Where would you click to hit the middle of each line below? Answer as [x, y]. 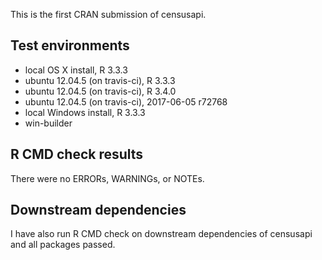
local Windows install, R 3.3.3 [85, 112]
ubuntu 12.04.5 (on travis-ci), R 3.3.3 [100, 80]
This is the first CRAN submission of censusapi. [108, 14]
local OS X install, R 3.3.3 [76, 70]
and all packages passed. [63, 245]
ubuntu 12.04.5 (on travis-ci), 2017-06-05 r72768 [126, 101]
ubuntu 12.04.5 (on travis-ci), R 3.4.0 [100, 91]
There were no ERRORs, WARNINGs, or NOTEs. [107, 178]
